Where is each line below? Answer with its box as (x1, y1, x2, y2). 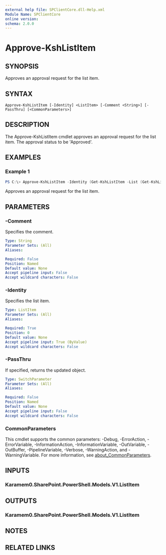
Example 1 (5, 168, 30, 175)
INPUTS (5, 466, 30, 475)
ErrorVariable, (5, 442, 34, 447)
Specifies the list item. (5, 298, 50, 304)
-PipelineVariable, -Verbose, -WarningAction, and (27, 447, 127, 453)
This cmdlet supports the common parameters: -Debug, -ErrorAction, (5, 437, 147, 443)
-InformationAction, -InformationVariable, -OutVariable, (34, 442, 147, 447)
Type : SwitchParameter (5, 377, 52, 382)
